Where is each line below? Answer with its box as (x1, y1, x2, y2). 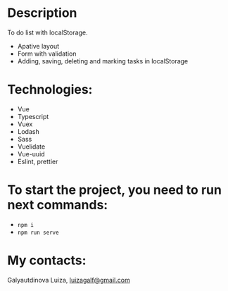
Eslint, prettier (17, 157, 58, 166)
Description (7, 5, 77, 21)
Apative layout (17, 42, 60, 50)
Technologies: (7, 82, 93, 98)
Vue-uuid (17, 149, 45, 158)
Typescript (17, 112, 49, 120)
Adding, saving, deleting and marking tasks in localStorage (17, 56, 189, 65)
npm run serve (17, 229, 59, 236)
